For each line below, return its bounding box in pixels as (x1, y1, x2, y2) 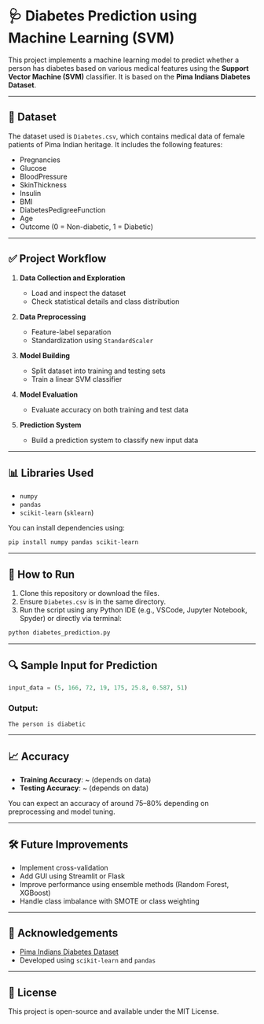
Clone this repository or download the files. (19, 589, 159, 598)
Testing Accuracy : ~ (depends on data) (19, 783, 149, 793)
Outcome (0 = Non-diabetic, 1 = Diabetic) (19, 222, 154, 231)
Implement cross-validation (19, 863, 108, 872)
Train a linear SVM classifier (31, 374, 123, 383)
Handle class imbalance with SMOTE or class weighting (19, 896, 200, 906)
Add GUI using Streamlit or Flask (19, 871, 126, 881)
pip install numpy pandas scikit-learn (8, 538, 139, 546)
